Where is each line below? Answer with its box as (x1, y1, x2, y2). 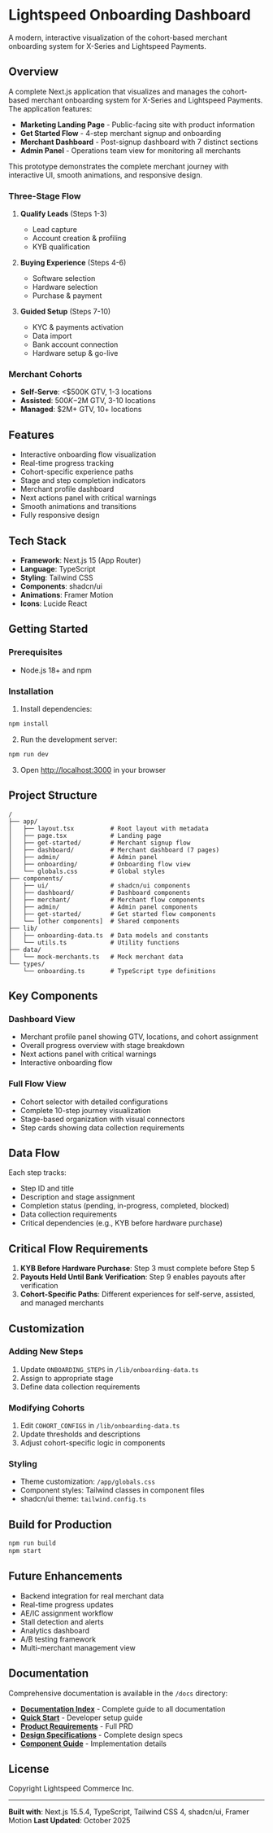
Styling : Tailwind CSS (19, 572, 93, 582)
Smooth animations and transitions (19, 502, 136, 511)
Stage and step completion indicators (19, 476, 146, 485)
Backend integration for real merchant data (19, 1590, 164, 1601)
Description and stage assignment (19, 1192, 136, 1202)
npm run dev (8, 750, 49, 758)
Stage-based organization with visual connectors (19, 1114, 185, 1124)
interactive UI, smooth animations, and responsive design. (8, 169, 203, 180)
